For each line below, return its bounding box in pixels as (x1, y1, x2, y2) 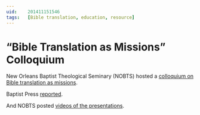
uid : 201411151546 (6, 8, 60, 15)
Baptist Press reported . (6, 90, 63, 98)
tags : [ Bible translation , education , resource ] (6, 14, 135, 20)
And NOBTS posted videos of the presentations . (6, 102, 124, 110)
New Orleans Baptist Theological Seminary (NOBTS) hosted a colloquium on (6, 72, 194, 80)
